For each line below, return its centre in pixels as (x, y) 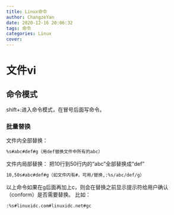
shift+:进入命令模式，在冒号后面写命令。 (56, 110)
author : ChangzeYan (30, 17)
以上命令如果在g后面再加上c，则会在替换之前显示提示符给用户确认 (87, 187)
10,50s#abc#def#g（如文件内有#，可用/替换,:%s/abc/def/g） (75, 175)
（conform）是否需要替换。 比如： (48, 195)
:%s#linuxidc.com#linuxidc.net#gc (49, 206)
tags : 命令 (19, 28)
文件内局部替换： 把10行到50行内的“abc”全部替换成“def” (75, 164)
